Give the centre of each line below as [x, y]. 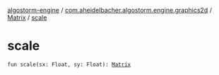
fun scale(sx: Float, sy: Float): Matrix [69, 64]
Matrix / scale [27, 18]
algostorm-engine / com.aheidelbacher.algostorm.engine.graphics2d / [109, 10]
